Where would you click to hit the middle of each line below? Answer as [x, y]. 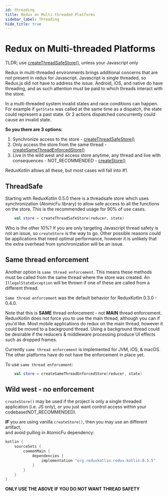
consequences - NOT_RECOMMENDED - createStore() [69, 161]
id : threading [20, 10]
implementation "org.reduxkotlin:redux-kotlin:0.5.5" [98, 460]
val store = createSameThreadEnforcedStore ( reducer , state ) [78, 374]
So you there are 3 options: [34, 129]
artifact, [13, 427]
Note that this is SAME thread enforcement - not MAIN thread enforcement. [83, 313]
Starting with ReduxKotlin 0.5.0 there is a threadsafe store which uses [77, 198]
